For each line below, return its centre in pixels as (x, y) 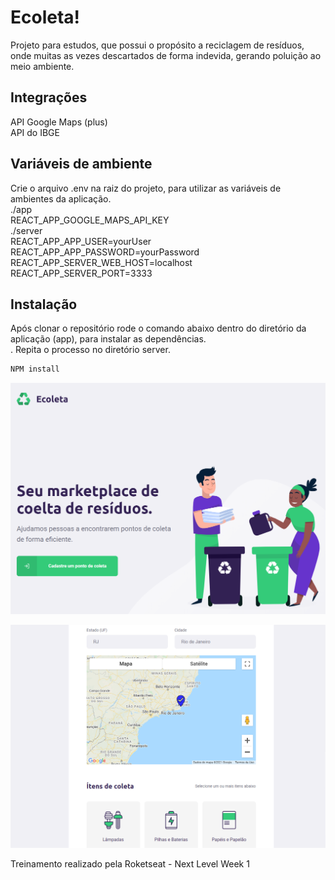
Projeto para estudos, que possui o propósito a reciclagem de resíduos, (157, 45)
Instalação (44, 304)
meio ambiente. (42, 66)
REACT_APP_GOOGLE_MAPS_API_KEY (90, 220)
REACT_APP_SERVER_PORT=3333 (81, 273)
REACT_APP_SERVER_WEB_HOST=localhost (101, 262)
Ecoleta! (45, 17)
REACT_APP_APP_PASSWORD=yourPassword (105, 252)
